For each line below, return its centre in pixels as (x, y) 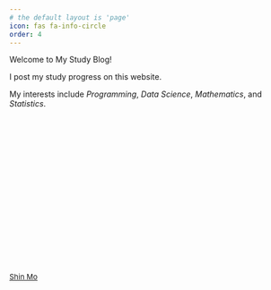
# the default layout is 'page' (70, 17)
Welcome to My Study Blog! (61, 60)
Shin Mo (24, 277)
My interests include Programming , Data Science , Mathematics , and (136, 94)
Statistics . (28, 104)
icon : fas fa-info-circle (57, 26)
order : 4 (26, 34)
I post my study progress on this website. (86, 77)
